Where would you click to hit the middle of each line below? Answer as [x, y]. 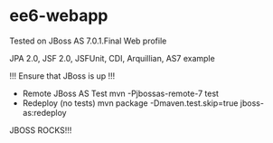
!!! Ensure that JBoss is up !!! [62, 76]
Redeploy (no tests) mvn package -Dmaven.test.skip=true [130, 103]
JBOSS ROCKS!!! [41, 130]
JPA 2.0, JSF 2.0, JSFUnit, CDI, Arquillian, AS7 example [112, 58]
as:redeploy [44, 112]
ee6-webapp [59, 16]
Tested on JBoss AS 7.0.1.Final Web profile [88, 41]
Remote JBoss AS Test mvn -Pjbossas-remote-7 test [121, 93]
